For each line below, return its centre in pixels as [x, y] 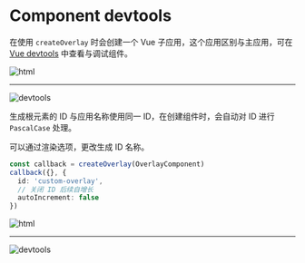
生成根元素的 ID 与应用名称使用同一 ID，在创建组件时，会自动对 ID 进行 [142, 116]
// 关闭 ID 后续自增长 [55, 190]
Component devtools [91, 16]
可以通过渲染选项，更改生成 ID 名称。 [79, 147]
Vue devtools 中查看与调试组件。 [71, 53]
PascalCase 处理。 [43, 127]
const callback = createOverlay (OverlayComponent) [107, 164]
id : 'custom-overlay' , [60, 181]
